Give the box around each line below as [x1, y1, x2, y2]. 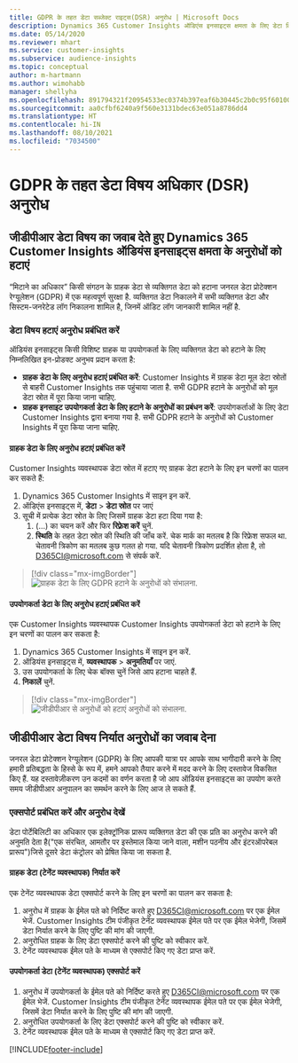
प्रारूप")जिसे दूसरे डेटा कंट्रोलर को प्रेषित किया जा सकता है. [9, 846, 172, 857]
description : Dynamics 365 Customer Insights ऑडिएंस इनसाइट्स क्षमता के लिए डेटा [9, 21, 282, 30]
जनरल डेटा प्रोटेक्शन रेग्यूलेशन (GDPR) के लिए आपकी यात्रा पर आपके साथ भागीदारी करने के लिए [9, 753, 281, 764]
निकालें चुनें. [21, 676, 56, 688]
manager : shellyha [9, 87, 77, 96]
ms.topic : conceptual [9, 63, 90, 72]
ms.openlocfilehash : [9, 95, 86, 105]
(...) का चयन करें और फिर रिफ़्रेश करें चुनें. [35, 521, 153, 531]
